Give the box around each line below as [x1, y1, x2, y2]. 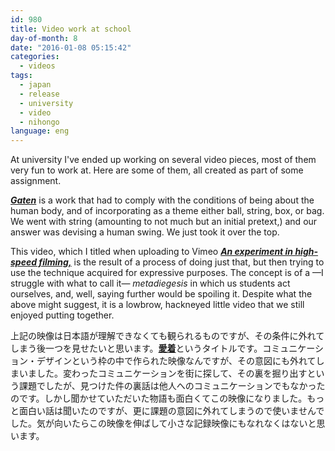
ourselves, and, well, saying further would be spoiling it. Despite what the [10, 288, 313, 300]
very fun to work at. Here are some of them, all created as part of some [10, 164, 304, 176]
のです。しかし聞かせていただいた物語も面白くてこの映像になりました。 [10, 392, 308, 405]
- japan [19, 80, 52, 90]
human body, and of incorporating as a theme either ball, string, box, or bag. [10, 205, 325, 217]
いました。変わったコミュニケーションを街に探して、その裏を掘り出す [18, 367, 308, 380]
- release [19, 89, 60, 99]
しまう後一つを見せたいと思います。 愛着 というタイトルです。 [10, 342, 263, 355]
